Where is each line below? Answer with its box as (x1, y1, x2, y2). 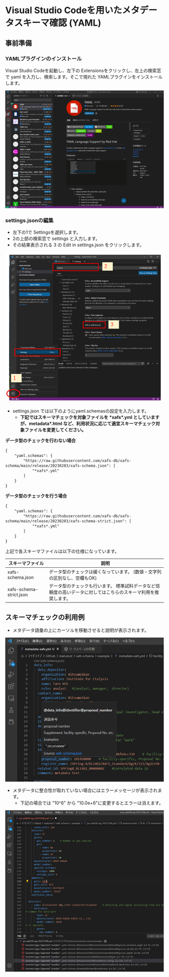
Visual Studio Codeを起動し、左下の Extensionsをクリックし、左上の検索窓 (5, 67, 161, 73)
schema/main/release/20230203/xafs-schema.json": (5, 463, 112, 468)
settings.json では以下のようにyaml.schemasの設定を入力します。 (12, 408, 149, 414)
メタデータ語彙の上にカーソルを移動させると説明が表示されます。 (12, 627, 149, 633)
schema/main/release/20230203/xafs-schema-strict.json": (5, 518, 127, 523)
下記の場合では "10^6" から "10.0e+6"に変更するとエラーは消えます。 (20, 800, 163, 806)
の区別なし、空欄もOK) (49, 575, 97, 581)
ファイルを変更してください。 (24, 426, 87, 433)
